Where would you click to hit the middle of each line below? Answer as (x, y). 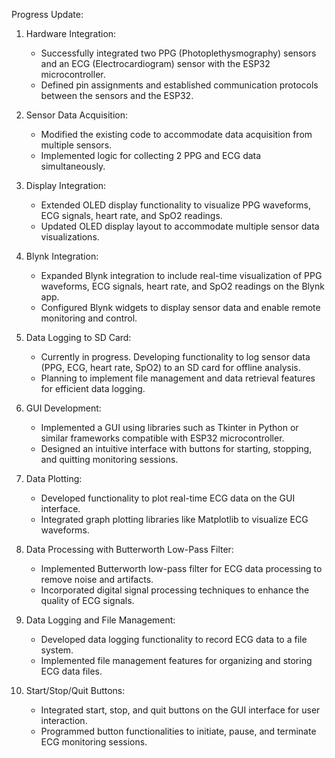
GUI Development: (63, 408)
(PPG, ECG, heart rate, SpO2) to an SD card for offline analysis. (170, 367)
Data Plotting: (54, 478)
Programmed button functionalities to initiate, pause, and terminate (178, 731)
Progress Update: (47, 14)
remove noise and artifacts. (97, 579)
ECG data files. (71, 671)
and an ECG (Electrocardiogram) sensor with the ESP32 (155, 63)
